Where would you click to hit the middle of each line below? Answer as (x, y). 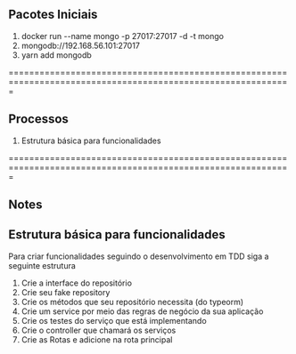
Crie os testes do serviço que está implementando (114, 320)
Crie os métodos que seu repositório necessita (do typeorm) (132, 302)
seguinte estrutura (42, 265)
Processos (38, 119)
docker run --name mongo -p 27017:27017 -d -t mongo (123, 36)
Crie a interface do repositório (77, 283)
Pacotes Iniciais (53, 15)
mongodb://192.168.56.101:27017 (80, 45)
